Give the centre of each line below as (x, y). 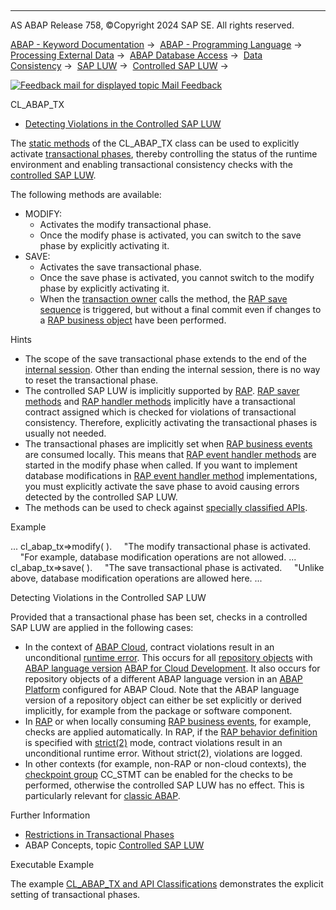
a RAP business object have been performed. (133, 320)
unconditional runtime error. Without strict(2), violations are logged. (163, 753)
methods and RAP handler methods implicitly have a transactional (160, 401)
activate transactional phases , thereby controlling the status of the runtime (164, 154)
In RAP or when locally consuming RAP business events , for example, (168, 721)
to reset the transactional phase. (91, 380)
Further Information (50, 815)
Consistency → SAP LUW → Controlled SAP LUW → (119, 65)
